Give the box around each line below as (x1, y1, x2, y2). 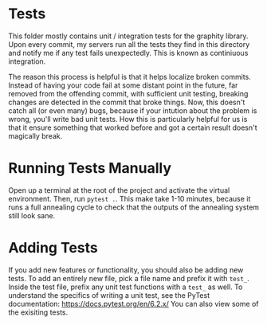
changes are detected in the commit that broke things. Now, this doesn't (8, 97, 245, 107)
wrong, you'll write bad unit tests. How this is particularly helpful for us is (8, 114, 248, 123)
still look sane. (8, 210, 56, 220)
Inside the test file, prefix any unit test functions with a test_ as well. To (8, 282, 243, 292)
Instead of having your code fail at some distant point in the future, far (8, 80, 238, 90)
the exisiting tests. (8, 307, 69, 317)
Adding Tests (8, 239, 98, 257)
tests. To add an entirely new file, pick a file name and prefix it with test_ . (8, 273, 249, 283)
